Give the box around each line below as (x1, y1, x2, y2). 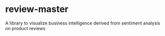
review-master (5, 3, 69, 15)
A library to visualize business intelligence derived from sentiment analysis (5, 20, 160, 26)
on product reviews (5, 25, 45, 31)
